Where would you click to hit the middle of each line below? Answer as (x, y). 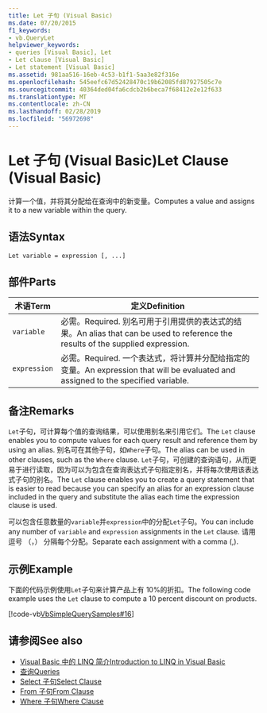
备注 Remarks (41, 411)
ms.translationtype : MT (48, 97)
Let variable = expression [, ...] (67, 256)
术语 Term (33, 306)
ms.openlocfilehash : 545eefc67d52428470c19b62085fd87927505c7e (115, 82)
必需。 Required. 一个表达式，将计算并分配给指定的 (155, 358)
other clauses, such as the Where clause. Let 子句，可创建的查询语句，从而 (129, 460)
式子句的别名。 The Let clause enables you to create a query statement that (132, 480)
